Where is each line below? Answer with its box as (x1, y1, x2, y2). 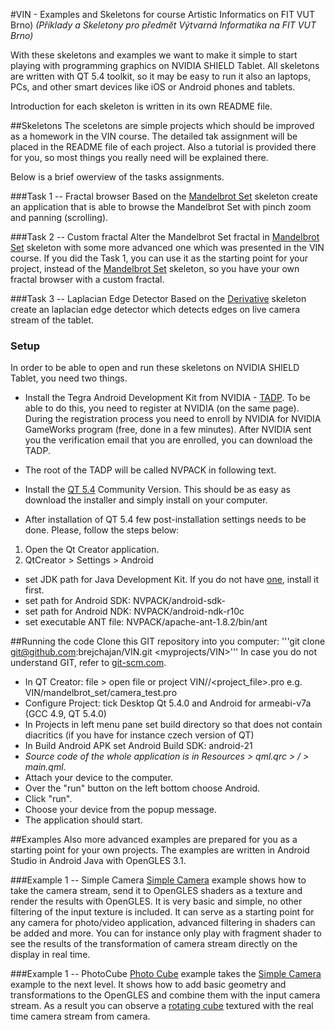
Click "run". (24, 793, 73, 805)
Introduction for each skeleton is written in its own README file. (10, 100, 273, 112)
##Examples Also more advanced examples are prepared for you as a (10, 834, 298, 846)
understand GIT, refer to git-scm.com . (10, 657, 167, 669)
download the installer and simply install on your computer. (24, 494, 268, 506)
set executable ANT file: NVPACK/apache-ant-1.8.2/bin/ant (24, 616, 268, 628)
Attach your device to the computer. (24, 772, 174, 784)
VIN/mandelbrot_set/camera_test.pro (24, 687, 178, 699)
